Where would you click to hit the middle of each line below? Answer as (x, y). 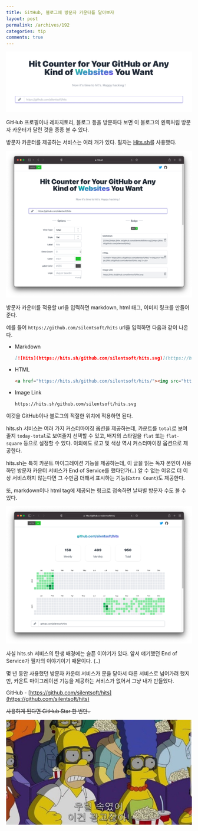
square (14, 444)
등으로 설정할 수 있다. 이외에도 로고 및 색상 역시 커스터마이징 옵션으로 (103, 443)
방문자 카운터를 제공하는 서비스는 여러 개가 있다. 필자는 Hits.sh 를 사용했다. (91, 143)
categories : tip (26, 31)
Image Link (28, 392)
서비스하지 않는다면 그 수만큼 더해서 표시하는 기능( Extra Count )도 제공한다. (99, 478)
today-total (32, 436)
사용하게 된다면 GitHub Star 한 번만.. (48, 711)
